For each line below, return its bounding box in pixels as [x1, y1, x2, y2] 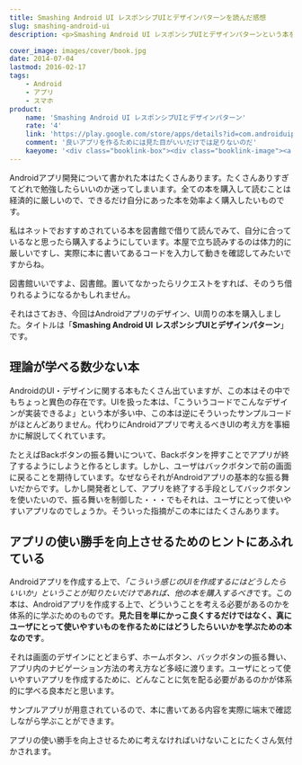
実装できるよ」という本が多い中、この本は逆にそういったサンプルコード [24, 407, 292, 418]
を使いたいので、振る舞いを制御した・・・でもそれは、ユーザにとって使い [9, 494, 284, 504]
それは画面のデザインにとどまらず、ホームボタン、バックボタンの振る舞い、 [9, 652, 292, 663]
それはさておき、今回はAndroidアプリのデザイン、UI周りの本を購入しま [9, 307, 274, 319]
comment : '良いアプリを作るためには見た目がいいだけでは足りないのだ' [25, 138, 258, 147]
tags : [9, 71, 30, 81]
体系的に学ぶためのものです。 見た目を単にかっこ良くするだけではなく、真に [9, 610, 292, 621]
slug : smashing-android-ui [9, 22, 111, 31]
